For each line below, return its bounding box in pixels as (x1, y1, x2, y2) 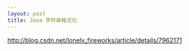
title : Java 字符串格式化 (7, 17, 78, 24)
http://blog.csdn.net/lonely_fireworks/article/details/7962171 (7, 36, 183, 44)
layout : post (7, 10, 46, 17)
